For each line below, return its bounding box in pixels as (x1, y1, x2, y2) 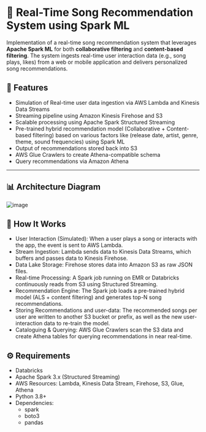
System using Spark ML (6, 18, 130, 32)
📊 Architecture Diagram (6, 182, 101, 192)
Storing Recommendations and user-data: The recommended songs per (15, 306, 197, 314)
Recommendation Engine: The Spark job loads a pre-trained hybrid (15, 287, 185, 295)
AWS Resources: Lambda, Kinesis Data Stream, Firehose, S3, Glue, (15, 380, 185, 387)
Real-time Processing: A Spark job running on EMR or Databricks (15, 274, 180, 281)
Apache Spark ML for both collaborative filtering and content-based (6, 45, 183, 53)
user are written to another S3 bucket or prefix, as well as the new (15, 313, 183, 320)
